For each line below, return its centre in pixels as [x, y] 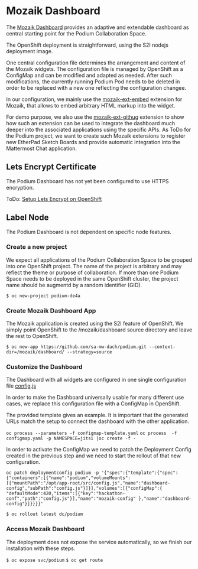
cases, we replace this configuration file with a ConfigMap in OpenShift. [94, 404]
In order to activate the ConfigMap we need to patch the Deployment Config [99, 450]
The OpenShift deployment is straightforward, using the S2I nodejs [87, 45]
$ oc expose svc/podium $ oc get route [55, 560]
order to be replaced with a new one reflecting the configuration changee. [96, 87]
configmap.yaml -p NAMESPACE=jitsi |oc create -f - [71, 438]
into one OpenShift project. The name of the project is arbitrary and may [94, 266]
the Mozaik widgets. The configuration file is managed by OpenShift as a [95, 69]
